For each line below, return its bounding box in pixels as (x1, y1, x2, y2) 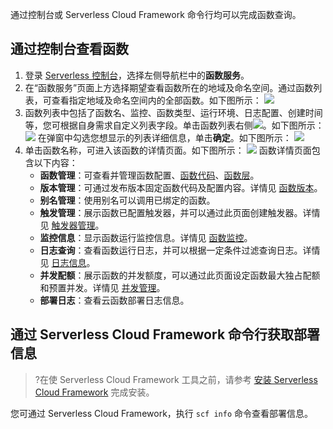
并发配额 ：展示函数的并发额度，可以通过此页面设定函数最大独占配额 (39, 269, 321, 281)
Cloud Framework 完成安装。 (34, 386, 155, 398)
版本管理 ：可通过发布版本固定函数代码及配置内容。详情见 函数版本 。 (39, 181, 323, 193)
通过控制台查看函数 (10, 41, 129, 58)
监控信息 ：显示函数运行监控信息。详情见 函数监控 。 (39, 231, 253, 243)
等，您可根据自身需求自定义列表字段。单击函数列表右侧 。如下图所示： (24, 119, 325, 131)
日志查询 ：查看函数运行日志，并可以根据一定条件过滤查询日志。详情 (39, 244, 321, 256)
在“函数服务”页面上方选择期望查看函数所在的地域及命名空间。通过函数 (24, 81, 314, 93)
